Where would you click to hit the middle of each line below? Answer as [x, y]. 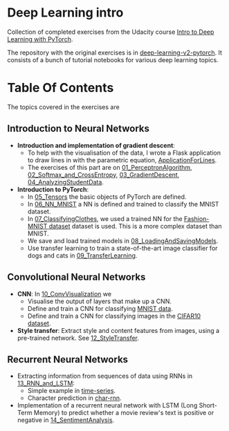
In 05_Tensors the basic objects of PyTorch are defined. [107, 197]
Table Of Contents [61, 88]
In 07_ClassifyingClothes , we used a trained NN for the [105, 218]
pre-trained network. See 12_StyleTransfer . [78, 338]
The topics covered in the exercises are [63, 107]
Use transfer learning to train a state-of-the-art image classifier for [122, 248]
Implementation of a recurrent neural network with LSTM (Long [107, 405]
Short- [208, 405]
